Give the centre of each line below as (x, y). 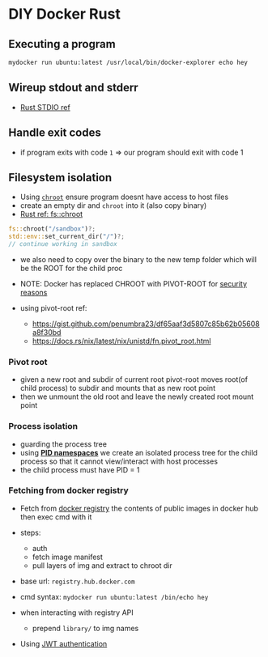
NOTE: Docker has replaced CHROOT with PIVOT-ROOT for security (134, 283)
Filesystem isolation (60, 178)
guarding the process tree (64, 444)
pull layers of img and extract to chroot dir (102, 565)
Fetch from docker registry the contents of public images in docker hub (139, 508)
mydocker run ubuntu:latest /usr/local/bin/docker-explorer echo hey (128, 62)
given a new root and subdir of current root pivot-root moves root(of (134, 379)
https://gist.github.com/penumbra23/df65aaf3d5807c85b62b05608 (146, 324)
